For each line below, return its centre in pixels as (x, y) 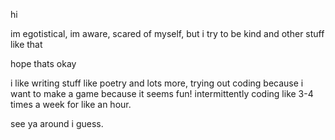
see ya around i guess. (57, 123)
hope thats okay (43, 63)
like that (26, 44)
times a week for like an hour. (71, 104)
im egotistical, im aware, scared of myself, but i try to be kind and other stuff (167, 33)
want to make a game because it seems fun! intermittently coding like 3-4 (162, 93)
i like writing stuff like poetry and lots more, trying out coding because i (157, 83)
